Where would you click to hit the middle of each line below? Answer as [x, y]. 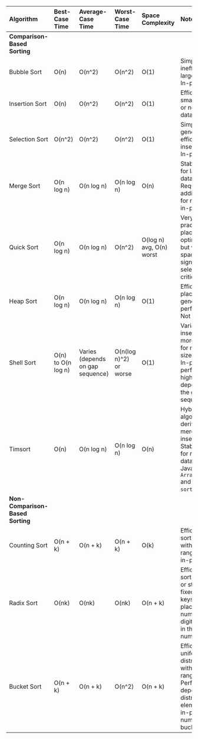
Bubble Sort [26, 72]
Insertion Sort [28, 104]
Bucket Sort [25, 687]
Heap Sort [23, 301]
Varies [88, 351]
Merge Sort [25, 186]
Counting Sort [29, 545]
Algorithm [24, 19]
